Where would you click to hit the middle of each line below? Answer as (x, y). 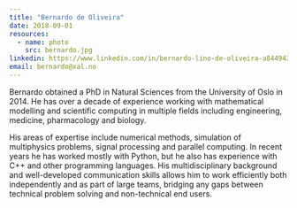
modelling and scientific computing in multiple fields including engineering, (146, 111)
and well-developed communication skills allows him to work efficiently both (148, 174)
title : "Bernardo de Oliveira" (67, 17)
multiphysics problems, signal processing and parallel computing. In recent (146, 146)
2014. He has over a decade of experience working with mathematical (137, 101)
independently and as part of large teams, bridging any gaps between (136, 184)
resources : (29, 34)
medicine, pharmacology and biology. (78, 119)
